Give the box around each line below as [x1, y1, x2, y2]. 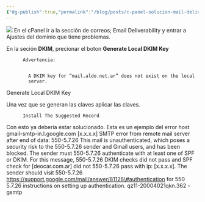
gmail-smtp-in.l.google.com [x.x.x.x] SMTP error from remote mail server [6, 130, 190, 137]
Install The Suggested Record [22, 113, 99, 119]
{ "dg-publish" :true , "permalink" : [6, 9, 92, 15]
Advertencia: [22, 56, 56, 63]
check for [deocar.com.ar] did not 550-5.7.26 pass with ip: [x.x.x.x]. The [6, 162, 187, 170]
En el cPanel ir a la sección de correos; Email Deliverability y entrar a [13, 26, 187, 34]
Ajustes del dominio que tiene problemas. [6, 33, 111, 40]
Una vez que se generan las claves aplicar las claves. [6, 100, 140, 108]
